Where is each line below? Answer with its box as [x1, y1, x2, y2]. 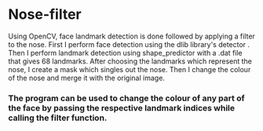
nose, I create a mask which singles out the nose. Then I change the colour [8, 64, 251, 74]
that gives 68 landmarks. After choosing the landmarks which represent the [8, 56, 253, 66]
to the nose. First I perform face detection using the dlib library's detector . [8, 39, 250, 49]
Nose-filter [8, 5, 82, 24]
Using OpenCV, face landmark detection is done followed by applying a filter [8, 31, 255, 41]
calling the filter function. [8, 112, 108, 123]
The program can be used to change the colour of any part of [8, 93, 245, 104]
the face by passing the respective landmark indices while [8, 102, 236, 113]
